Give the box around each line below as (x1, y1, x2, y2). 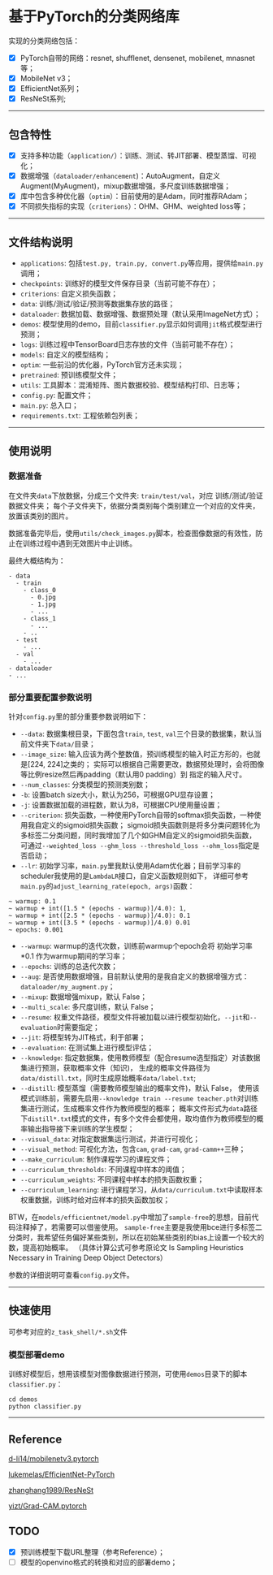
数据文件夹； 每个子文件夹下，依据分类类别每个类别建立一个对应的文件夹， (8, 500, 260, 510)
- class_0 (23, 586, 57, 594)
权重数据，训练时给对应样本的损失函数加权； (19, 1195, 171, 1205)
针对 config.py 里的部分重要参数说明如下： (8, 712, 149, 721)
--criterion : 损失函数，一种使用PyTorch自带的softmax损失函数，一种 (19, 810, 254, 820)
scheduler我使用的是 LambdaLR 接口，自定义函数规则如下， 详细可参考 (19, 871, 249, 881)
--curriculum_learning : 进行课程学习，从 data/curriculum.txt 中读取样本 (19, 1185, 263, 1195)
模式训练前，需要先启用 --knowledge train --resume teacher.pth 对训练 (19, 1093, 258, 1103)
